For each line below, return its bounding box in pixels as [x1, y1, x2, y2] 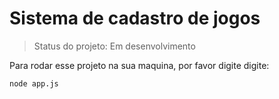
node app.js [9, 78, 59, 89]
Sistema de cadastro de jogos [9, 7, 261, 30]
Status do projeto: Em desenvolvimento [33, 40, 196, 52]
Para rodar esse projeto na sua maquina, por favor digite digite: [9, 59, 270, 71]
